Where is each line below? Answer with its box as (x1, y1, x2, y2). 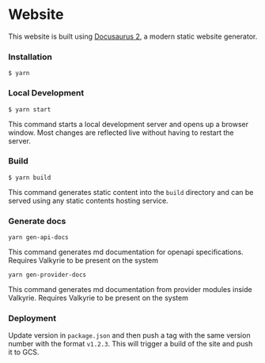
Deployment (8, 313, 57, 324)
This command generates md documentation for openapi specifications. (8, 247, 244, 257)
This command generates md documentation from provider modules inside (8, 285, 252, 294)
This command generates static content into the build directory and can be (8, 187, 254, 196)
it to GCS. (8, 347, 40, 357)
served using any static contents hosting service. (8, 196, 168, 205)
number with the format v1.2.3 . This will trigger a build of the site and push (8, 339, 253, 349)
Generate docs (8, 215, 66, 226)
